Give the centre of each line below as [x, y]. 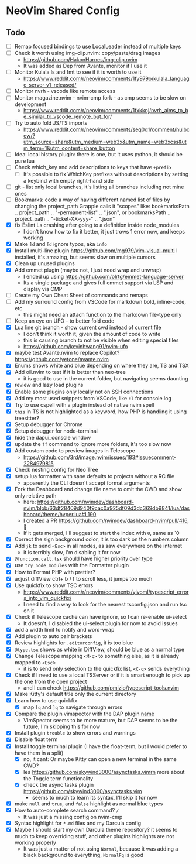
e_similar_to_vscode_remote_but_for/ [68, 117]
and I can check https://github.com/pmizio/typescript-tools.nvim [101, 688]
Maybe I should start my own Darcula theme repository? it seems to [96, 829]
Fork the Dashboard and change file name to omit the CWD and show [98, 489]
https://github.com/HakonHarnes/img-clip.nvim [80, 60]
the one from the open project [51, 682]
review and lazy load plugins [49, 385]
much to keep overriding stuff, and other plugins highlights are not [94, 836]
